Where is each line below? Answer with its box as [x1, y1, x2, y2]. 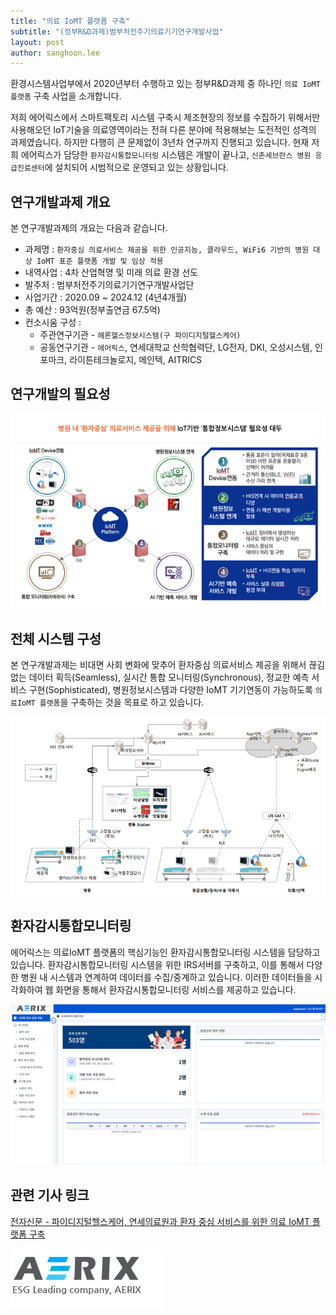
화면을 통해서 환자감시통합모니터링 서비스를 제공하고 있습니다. [55, 983, 297, 995]
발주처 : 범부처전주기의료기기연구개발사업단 [24, 279, 195, 291]
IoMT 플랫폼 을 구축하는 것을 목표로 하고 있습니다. [16, 696, 205, 708]
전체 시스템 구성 [10, 630, 102, 647]
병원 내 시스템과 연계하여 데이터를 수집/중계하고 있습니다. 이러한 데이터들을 [20, 971, 313, 983]
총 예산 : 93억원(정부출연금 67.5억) [24, 304, 161, 316]
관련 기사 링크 [10, 1187, 90, 1204]
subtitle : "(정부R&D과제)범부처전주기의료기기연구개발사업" [10, 26, 224, 37]
